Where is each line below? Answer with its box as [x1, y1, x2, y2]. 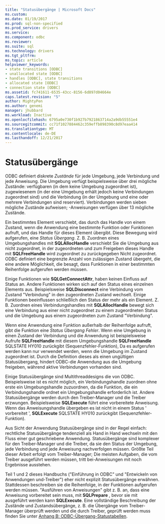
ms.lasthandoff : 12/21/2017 [5, 136, 63, 140]
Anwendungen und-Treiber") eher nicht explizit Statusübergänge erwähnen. [5, 477, 160, 483]
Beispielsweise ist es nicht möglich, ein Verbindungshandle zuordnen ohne [5, 379, 157, 385]
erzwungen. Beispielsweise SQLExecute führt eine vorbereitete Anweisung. [5, 400, 159, 406]
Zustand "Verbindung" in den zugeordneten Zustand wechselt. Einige [5, 292, 146, 298]
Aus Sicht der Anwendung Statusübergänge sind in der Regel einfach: [5, 425, 147, 431]
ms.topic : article [5, 58, 43, 63]
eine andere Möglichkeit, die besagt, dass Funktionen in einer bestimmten [5, 261, 155, 267]
